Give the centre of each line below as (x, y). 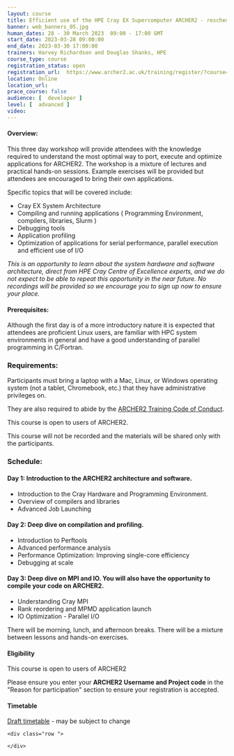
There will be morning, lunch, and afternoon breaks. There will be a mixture (115, 630)
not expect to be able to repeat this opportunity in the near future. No (107, 278)
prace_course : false (37, 92)
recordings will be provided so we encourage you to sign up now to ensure (115, 286)
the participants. (31, 444)
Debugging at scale (45, 562)
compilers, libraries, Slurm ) (57, 220)
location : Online (32, 79)
